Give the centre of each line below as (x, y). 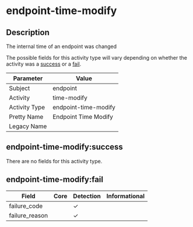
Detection (87, 196)
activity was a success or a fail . (44, 64)
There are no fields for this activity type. (54, 161)
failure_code (26, 206)
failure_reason (29, 215)
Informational (125, 196)
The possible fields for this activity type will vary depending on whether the (97, 58)
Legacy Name (28, 126)
